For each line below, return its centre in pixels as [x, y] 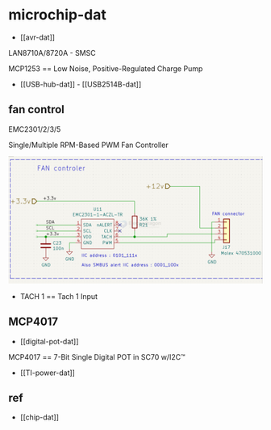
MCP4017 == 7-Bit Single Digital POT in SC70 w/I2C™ [97, 356]
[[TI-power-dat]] [47, 373]
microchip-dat [57, 15]
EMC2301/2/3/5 [35, 129]
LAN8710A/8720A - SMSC [52, 53]
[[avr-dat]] [37, 37]
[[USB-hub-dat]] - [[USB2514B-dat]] [81, 84]
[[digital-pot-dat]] [49, 341]
